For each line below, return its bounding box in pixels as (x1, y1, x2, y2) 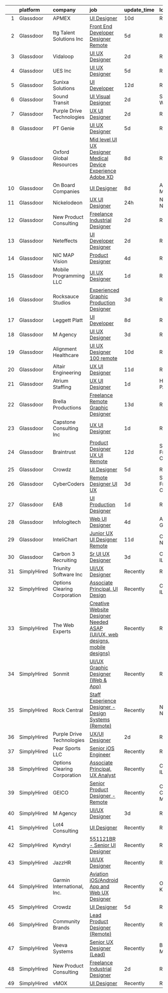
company (52, 6, 76, 13)
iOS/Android (89, 877, 118, 883)
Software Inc (52, 571, 83, 578)
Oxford (52, 148, 69, 155)
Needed (89, 618, 108, 625)
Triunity (52, 565, 71, 571)
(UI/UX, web (89, 631, 118, 638)
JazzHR (52, 859, 71, 866)
